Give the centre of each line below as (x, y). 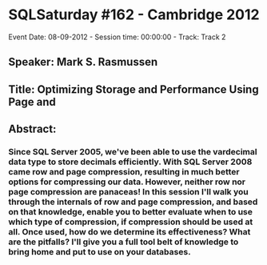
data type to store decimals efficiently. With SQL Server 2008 (130, 162)
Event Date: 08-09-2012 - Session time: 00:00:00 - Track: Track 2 (117, 37)
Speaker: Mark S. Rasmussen (83, 62)
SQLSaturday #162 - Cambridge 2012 (134, 15)
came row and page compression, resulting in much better (124, 172)
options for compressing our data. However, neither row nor (127, 182)
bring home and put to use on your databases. (100, 252)
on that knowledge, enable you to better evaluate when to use (131, 212)
